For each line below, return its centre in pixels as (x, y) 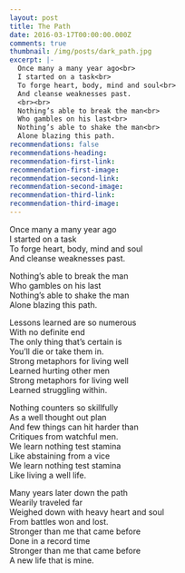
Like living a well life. (48, 475)
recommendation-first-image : (64, 170)
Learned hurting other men (60, 370)
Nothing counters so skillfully (64, 407)
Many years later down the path (69, 492)
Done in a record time (50, 540)
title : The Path (40, 26)
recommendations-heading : (58, 153)
